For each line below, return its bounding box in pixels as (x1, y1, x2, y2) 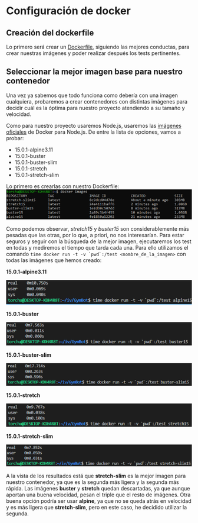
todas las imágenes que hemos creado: (6, 256, 102, 264)
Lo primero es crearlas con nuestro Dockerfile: (6, 182, 120, 190)
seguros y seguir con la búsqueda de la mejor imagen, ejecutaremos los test (6, 238, 192, 245)
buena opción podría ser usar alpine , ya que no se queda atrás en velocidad (6, 497, 192, 504)
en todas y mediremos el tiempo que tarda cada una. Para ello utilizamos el (6, 244, 189, 251)
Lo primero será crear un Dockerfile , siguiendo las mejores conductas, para (6, 43, 190, 50)
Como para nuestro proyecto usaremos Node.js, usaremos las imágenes (6, 122, 181, 129)
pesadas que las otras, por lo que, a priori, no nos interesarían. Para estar (6, 231, 184, 238)
